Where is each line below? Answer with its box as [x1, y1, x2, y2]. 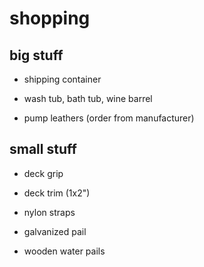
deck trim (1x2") [23, 187, 91, 199]
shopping [9, 7, 91, 30]
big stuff [9, 47, 64, 64]
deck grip [23, 167, 64, 179]
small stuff [9, 141, 77, 158]
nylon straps [23, 206, 76, 218]
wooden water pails [23, 245, 106, 257]
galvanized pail [23, 225, 87, 237]
